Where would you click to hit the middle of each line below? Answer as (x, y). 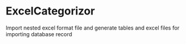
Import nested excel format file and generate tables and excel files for (93, 28)
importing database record (39, 34)
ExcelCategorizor (50, 11)
